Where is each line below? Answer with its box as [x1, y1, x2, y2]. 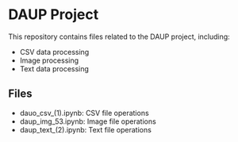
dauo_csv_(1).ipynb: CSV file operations [19, 108, 149, 117]
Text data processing [19, 63, 90, 73]
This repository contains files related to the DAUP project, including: [8, 32, 230, 41]
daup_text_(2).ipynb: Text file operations [19, 125, 152, 134]
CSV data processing [19, 47, 90, 56]
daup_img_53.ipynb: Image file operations [19, 117, 156, 126]
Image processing [19, 56, 79, 65]
